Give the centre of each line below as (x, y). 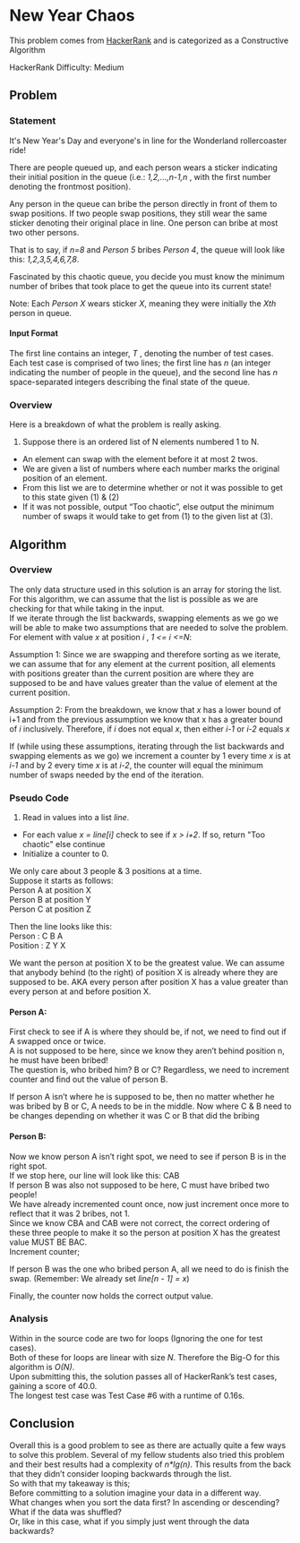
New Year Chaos (72, 16)
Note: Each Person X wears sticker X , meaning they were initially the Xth (143, 303)
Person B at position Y (50, 900)
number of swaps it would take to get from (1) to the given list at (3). (147, 517)
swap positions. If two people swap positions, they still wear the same (138, 213)
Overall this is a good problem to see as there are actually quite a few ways (148, 1445)
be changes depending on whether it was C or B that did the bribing (134, 1116)
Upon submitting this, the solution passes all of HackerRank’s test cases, (143, 1376)
